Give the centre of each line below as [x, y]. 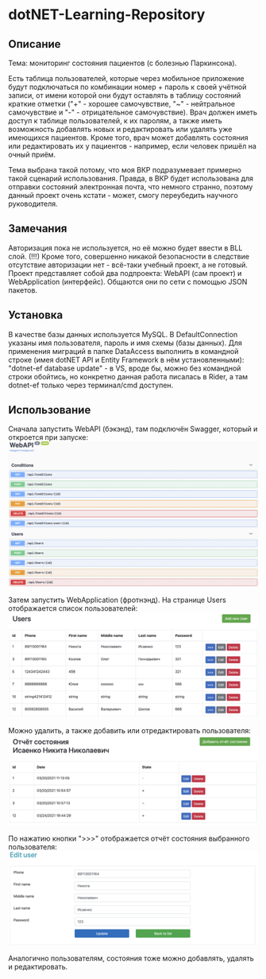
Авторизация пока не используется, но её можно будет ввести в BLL [125, 247]
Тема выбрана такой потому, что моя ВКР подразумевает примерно [125, 170]
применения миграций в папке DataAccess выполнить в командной [123, 351]
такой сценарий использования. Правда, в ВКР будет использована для [131, 178]
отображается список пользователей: [73, 608]
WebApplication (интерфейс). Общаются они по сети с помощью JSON [128, 282]
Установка [36, 315]
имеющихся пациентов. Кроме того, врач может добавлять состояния [128, 138]
